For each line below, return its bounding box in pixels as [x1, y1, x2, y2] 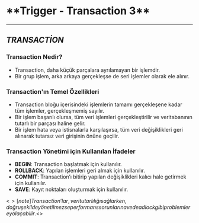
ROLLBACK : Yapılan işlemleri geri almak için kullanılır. [14, 167, 145, 174]
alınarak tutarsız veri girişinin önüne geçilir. [14, 132, 120, 139]
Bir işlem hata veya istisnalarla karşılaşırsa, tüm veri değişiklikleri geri [14, 126, 184, 133]
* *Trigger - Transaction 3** [6, 4, 150, 18]
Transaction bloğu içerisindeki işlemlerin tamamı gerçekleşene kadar [14, 101, 182, 108]
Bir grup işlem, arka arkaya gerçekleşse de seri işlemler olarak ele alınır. [14, 72, 190, 79]
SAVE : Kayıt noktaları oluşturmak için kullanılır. [14, 186, 129, 193]
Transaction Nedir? [6, 53, 63, 61]
